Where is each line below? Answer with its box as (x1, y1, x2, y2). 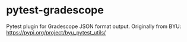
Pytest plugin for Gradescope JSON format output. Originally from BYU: (6, 23, 182, 30)
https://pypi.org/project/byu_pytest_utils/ (6, 29, 106, 36)
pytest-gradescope (6, 3, 104, 17)
